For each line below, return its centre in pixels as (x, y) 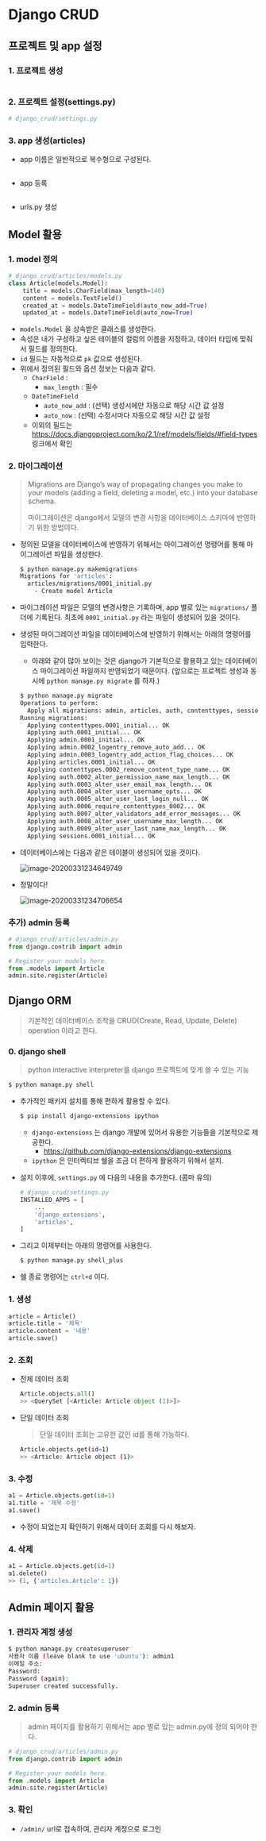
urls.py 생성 (39, 207)
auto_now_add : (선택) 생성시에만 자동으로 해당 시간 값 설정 (134, 406)
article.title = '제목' (46, 1323)
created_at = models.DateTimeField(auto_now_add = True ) (115, 306)
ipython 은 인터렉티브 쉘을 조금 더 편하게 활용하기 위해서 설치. (127, 1161)
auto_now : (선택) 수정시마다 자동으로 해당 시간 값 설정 (127, 415)
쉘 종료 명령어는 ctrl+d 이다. (64, 1277)
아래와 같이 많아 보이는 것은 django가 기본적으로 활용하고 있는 (127, 661)
